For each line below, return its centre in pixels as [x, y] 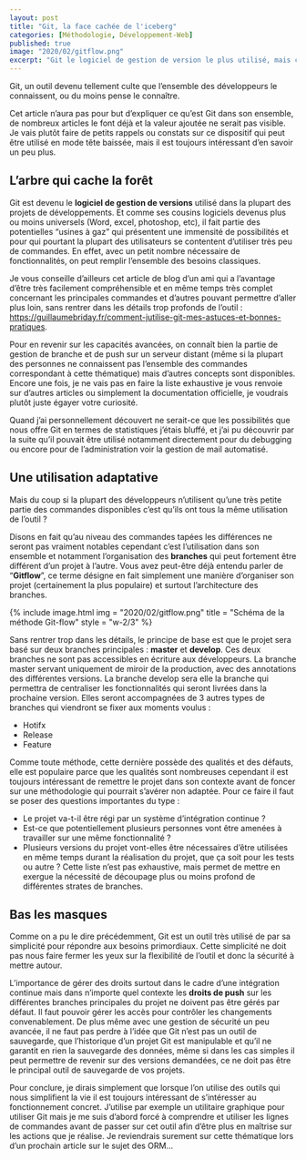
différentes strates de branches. [83, 886]
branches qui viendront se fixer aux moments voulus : [110, 707]
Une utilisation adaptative [84, 478]
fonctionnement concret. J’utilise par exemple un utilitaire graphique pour [147, 1107]
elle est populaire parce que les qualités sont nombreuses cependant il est [149, 771]
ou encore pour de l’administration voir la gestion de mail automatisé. [139, 449]
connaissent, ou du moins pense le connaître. [95, 96]
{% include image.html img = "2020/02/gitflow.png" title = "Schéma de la [147, 612]
